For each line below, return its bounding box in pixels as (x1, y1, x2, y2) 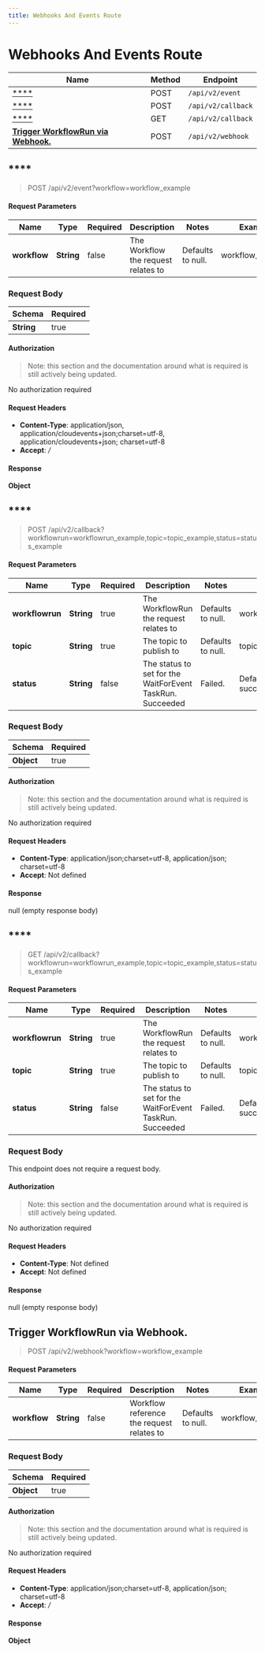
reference (129, 1408, 166, 1419)
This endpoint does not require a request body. (8, 1164, 162, 1174)
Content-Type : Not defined (19, 1259, 109, 1268)
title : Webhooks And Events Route (8, 11, 122, 20)
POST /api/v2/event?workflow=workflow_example (27, 183, 191, 193)
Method (150, 74, 181, 85)
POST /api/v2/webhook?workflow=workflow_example (27, 1346, 203, 1356)
